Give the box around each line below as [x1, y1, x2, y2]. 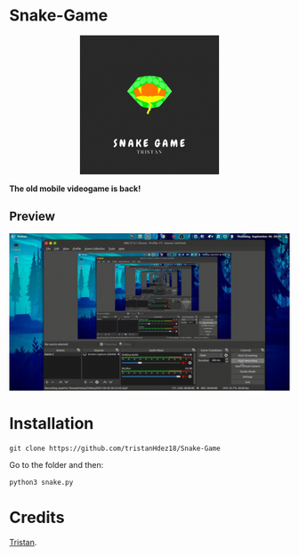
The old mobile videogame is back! [9, 183, 141, 194]
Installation [9, 414, 94, 434]
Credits [9, 508, 65, 528]
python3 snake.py [9, 478, 74, 488]
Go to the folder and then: [9, 460, 104, 471]
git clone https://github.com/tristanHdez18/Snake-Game [9, 444, 221, 454]
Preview [9, 209, 56, 224]
